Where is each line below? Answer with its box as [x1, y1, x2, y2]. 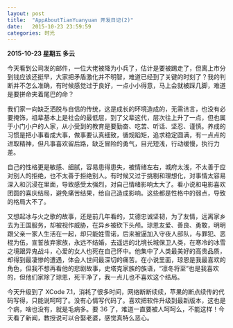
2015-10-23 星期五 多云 [7, 49, 75, 58]
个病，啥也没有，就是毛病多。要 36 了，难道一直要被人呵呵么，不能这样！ [7, 305, 219, 313]
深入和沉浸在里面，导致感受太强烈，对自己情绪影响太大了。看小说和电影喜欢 [7, 180, 226, 189]
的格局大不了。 [7, 198, 50, 206]
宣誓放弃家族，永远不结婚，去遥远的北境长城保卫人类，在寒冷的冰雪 [31, 239, 226, 247]
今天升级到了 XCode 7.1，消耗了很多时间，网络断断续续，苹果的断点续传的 [7, 288, 218, 296]
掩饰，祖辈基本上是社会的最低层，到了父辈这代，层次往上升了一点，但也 [12, 114, 220, 122]
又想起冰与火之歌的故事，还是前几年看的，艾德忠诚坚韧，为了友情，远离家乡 [7, 212, 226, 221]
